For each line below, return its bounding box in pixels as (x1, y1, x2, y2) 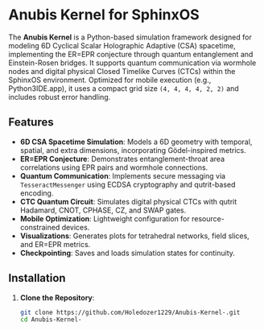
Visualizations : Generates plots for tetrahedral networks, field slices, (19, 231, 250, 241)
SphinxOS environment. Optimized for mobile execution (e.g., (8, 75, 212, 85)
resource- (192, 213, 225, 223)
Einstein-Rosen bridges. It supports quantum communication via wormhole (8, 58, 257, 68)
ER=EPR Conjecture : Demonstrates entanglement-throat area (19, 154, 225, 163)
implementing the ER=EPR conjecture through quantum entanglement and (8, 49, 254, 59)
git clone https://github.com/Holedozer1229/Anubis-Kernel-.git (19, 308, 241, 316)
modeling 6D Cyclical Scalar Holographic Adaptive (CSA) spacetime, (8, 40, 236, 50)
